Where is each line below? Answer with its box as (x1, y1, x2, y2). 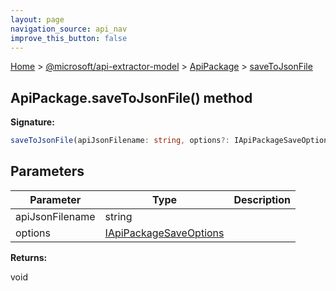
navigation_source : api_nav (10, 24, 128, 34)
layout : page (10, 14, 65, 25)
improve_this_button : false (10, 33, 128, 43)
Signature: (10, 116, 55, 128)
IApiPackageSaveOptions (104, 226, 225, 240)
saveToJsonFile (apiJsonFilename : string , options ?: (10, 136, 230, 146)
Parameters (10, 163, 85, 180)
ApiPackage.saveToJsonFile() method (10, 89, 253, 106)
